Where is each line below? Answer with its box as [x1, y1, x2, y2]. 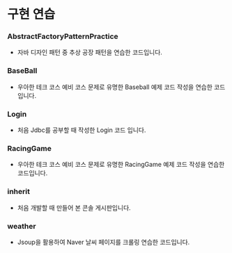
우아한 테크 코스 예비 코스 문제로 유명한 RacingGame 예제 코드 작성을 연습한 [17, 161, 225, 169]
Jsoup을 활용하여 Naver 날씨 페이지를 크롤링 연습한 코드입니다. [17, 238, 190, 246]
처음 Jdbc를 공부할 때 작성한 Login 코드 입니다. [17, 126, 146, 134]
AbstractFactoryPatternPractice [7, 32, 118, 42]
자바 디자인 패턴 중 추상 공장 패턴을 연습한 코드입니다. [17, 48, 162, 56]
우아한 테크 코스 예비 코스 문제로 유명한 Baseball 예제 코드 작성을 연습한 [17, 83, 212, 91]
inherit [7, 187, 30, 197]
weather [7, 221, 36, 231]
